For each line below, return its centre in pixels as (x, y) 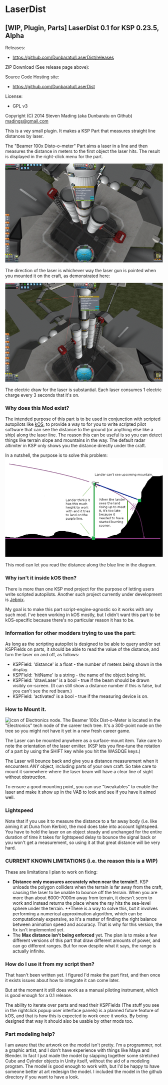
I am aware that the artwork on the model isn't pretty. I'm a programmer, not (83, 1045)
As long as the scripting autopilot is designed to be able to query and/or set (83, 644)
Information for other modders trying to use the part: (70, 633)
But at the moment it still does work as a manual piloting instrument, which (82, 990)
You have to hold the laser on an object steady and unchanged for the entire (83, 832)
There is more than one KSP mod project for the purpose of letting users (80, 589)
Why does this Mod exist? (37, 408)
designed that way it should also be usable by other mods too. (69, 1021)
